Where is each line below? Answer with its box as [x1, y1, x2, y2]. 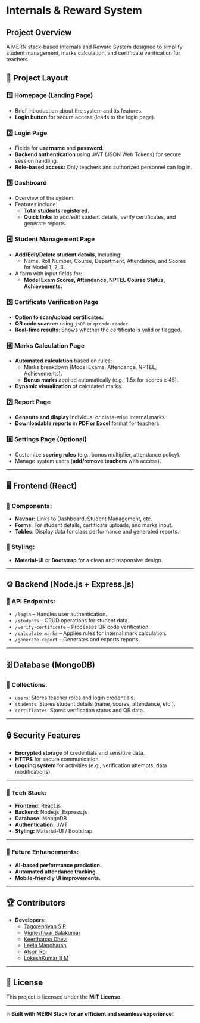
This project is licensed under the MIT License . [6, 993, 122, 1000]
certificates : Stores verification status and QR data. [14, 707, 145, 714]
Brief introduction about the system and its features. [14, 107, 143, 114]
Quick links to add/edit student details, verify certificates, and [23, 213, 176, 221]
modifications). [14, 768, 52, 775]
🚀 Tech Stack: [6, 788, 47, 796]
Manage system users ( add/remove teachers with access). [14, 457, 161, 464]
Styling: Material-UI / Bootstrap [14, 827, 93, 835]
